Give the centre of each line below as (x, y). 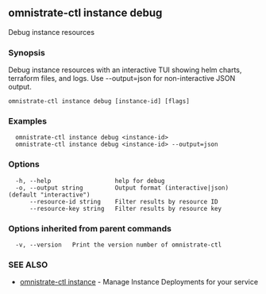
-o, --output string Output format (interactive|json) (122, 188)
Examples (28, 121)
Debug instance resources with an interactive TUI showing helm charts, (125, 70)
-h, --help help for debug (90, 181)
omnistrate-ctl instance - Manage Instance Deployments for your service (139, 282)
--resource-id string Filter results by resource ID (123, 201)
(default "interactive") (49, 195)
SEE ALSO (28, 265)
